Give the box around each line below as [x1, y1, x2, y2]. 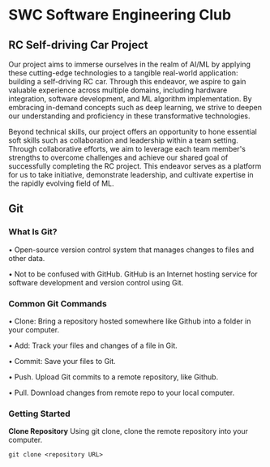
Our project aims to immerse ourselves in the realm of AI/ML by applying [8, 59, 251, 69]
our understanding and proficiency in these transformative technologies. [8, 111, 251, 121]
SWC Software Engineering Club [8, 6, 232, 24]
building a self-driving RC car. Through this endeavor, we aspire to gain [8, 77, 246, 86]
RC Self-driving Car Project [8, 38, 148, 52]
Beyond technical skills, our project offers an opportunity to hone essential [8, 127, 257, 136]
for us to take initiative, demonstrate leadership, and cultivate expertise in [8, 170, 254, 179]
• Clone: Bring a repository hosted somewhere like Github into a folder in [8, 316, 251, 326]
